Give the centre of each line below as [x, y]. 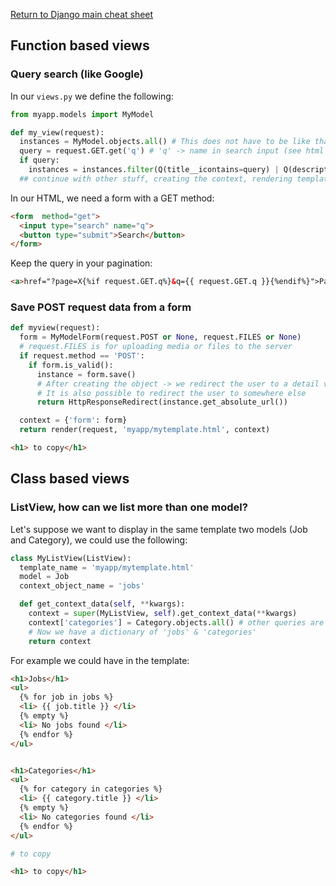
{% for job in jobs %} [66, 697]
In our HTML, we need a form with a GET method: [112, 198]
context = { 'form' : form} [73, 420]
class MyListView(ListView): [71, 558]
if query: [39, 160]
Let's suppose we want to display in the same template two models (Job [159, 529]
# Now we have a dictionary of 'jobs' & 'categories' [142, 632]
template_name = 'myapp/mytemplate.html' [107, 567]
